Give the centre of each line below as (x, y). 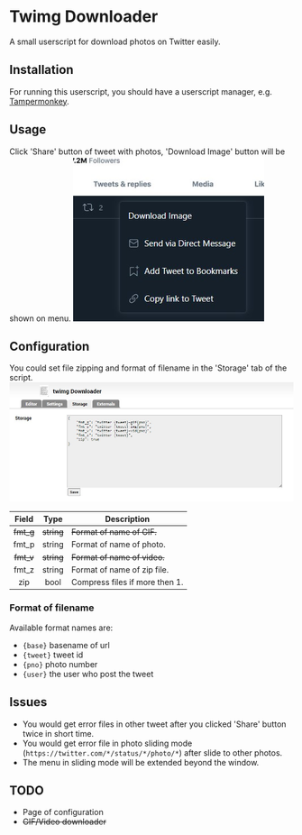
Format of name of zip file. (120, 569)
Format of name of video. (118, 557)
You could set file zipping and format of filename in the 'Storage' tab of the (148, 368)
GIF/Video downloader (64, 821)
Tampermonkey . (39, 101)
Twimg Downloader (84, 17)
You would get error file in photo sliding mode (107, 743)
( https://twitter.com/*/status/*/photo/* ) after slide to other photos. (152, 752)
